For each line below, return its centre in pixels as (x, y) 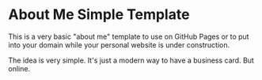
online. (19, 68)
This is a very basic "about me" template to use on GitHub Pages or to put (129, 36)
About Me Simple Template (99, 15)
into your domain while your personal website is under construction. (119, 44)
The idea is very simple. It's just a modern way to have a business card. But (131, 60)
